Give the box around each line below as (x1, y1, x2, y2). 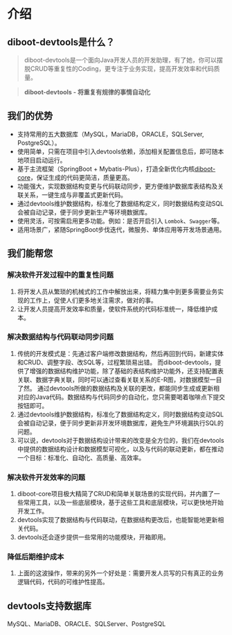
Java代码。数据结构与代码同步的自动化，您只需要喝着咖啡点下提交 (35, 393, 226, 401)
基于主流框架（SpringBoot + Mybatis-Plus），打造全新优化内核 (17, 164, 195, 173)
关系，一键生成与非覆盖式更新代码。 (23, 190, 127, 198)
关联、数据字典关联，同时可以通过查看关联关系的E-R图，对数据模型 (17, 375, 210, 384)
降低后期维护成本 (7, 552, 64, 562)
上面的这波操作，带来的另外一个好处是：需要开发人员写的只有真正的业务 (17, 569, 224, 577)
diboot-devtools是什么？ (7, 36, 116, 48)
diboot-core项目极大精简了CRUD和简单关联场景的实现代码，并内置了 (17, 490, 215, 498)
